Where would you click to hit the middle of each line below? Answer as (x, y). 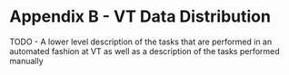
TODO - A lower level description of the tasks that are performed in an (141, 42)
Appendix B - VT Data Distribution (140, 17)
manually (26, 61)
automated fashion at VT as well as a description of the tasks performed (144, 51)
